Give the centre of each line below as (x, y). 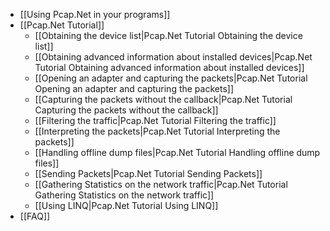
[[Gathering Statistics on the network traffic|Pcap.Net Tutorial (161, 184)
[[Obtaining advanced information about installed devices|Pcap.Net (173, 57)
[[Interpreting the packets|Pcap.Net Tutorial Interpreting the (157, 131)
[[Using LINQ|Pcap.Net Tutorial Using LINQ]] (126, 205)
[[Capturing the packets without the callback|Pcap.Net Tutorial (163, 99)
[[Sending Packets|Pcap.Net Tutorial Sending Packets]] (148, 173)
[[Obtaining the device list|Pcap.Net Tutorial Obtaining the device (168, 35)
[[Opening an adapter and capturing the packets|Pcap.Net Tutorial (171, 78)
